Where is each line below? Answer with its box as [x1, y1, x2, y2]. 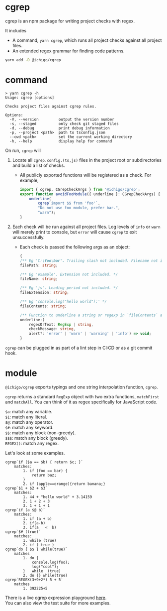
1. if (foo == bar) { [23, 468, 68, 473]
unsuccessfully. [12, 234, 45, 240]
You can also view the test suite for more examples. [5, 600, 111, 606]
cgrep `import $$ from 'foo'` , [37, 201, 100, 206]
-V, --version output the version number [9, 117, 114, 122]
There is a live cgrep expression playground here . [5, 595, 107, 601]
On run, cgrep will [5, 147, 41, 153]
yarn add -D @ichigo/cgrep [5, 57, 61, 62]
